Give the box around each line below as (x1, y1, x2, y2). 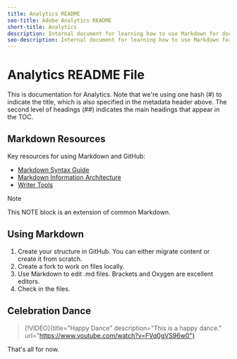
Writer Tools (17, 181, 54, 189)
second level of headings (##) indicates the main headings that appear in (7, 105, 220, 114)
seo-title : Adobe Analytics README (7, 17, 112, 24)
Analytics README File (7, 67, 145, 83)
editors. (17, 276, 40, 286)
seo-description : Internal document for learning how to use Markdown (7, 37, 219, 44)
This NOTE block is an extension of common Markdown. (7, 207, 171, 216)
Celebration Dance (7, 305, 92, 317)
